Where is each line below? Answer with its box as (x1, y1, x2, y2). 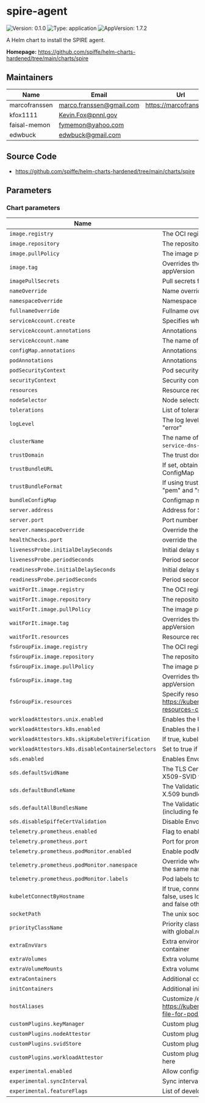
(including (162, 807, 191, 816)
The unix (162, 910, 187, 919)
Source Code (6, 151, 57, 162)
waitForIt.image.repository (9, 596, 91, 603)
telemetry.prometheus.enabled (9, 828, 98, 835)
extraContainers (9, 975, 57, 983)
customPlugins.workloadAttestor (9, 1054, 104, 1061)
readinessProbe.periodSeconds (9, 576, 98, 583)
